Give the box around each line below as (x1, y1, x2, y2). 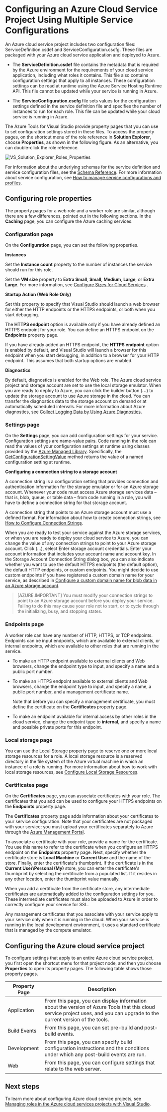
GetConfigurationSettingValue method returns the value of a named (5, 454, 144, 460)
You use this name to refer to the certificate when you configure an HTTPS (5, 844, 158, 850)
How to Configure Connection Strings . (5, 520, 83, 526)
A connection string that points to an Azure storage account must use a (5, 510, 152, 516)
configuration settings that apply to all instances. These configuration (12, 77, 155, 83)
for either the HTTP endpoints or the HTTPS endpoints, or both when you (5, 306, 155, 313)
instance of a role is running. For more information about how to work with (5, 763, 157, 770)
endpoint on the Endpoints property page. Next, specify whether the (5, 849, 147, 855)
